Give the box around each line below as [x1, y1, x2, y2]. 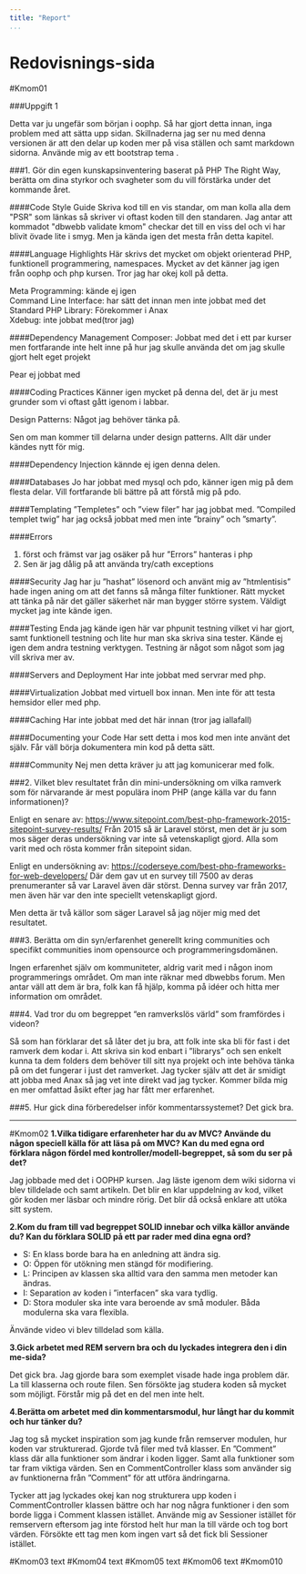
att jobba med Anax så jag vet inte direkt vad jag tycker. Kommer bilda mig [9, 1074, 289, 1085]
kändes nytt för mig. [9, 441, 85, 452]
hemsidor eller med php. [9, 696, 102, 707]
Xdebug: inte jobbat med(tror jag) [9, 314, 135, 325]
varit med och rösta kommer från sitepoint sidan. [9, 843, 193, 854]
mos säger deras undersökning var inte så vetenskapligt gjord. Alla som [9, 833, 279, 844]
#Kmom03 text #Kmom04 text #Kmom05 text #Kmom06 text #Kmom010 [9, 1556, 283, 1567]
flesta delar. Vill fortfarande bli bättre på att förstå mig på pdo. [9, 486, 241, 497]
